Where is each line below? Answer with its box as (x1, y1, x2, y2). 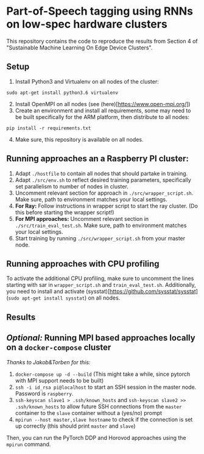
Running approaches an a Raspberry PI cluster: (6, 154, 189, 164)
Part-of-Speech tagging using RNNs (6, 4, 194, 18)
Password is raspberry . (15, 389, 74, 397)
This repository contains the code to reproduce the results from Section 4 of (6, 37, 198, 45)
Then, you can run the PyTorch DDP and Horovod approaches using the (6, 434, 187, 441)
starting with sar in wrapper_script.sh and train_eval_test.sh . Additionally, (6, 281, 196, 289)
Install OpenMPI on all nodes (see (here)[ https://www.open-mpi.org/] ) (15, 100, 191, 107)
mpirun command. (6, 441, 51, 448)
